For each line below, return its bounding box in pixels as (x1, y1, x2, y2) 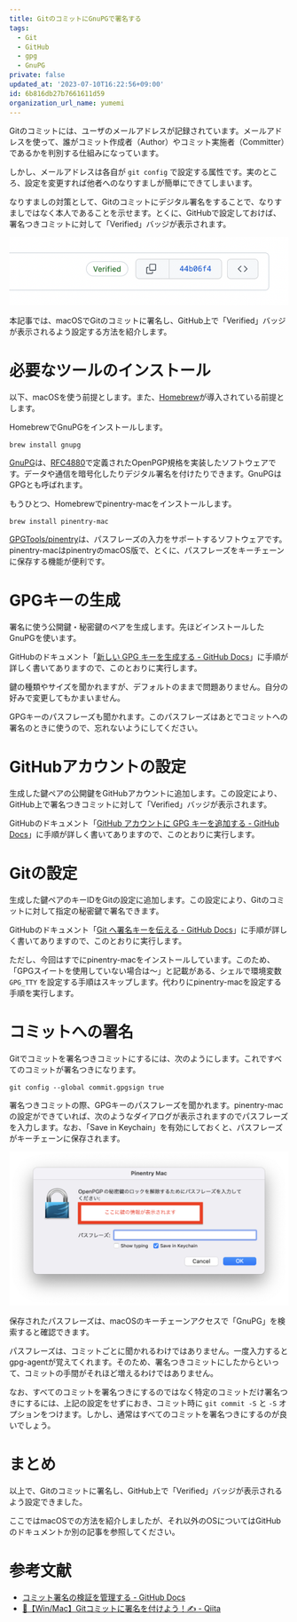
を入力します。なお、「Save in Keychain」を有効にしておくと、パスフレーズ (9, 1121, 284, 1132)
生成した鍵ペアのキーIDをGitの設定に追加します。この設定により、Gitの (9, 894, 270, 905)
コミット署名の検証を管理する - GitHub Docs (21, 1592, 186, 1602)
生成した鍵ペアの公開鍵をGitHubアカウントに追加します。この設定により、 (9, 788, 282, 799)
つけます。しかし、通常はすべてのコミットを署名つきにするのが (47, 1408, 280, 1420)
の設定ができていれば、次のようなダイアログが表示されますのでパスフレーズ (9, 1111, 289, 1121)
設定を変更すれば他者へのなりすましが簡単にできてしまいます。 (24, 178, 257, 188)
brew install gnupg (9, 440, 82, 450)
